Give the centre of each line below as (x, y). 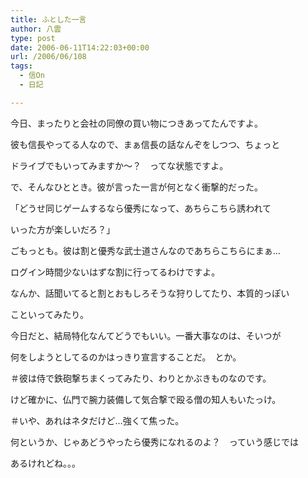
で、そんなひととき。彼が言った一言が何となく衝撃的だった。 (136, 187)
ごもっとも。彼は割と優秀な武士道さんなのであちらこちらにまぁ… (145, 250)
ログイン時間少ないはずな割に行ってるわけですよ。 (115, 272)
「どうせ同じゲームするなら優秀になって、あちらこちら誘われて (141, 208)
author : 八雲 (36, 29)
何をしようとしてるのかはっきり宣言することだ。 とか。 (126, 357)
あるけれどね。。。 (45, 463)
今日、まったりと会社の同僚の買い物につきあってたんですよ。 (137, 123)
